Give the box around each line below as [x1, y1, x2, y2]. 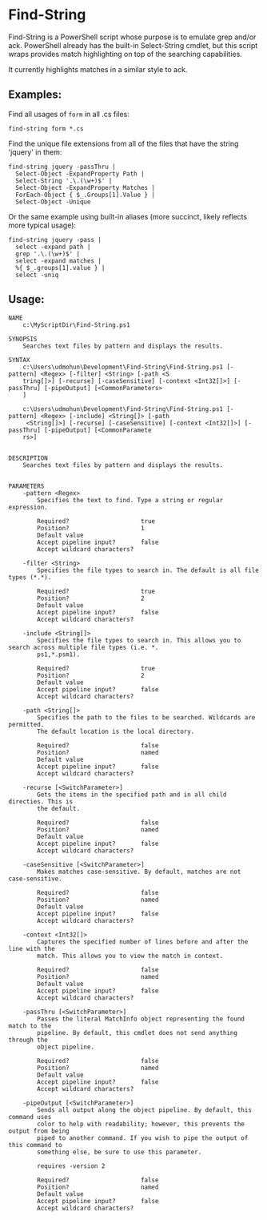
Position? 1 [37, 524, 145, 532]
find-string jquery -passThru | [8, 163, 116, 171]
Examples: [8, 88, 62, 102]
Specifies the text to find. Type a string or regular [37, 496, 224, 504]
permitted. [8, 720, 45, 728]
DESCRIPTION [8, 454, 48, 462]
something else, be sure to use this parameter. [37, 1148, 202, 1156]
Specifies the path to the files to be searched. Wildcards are [37, 713, 256, 722]
